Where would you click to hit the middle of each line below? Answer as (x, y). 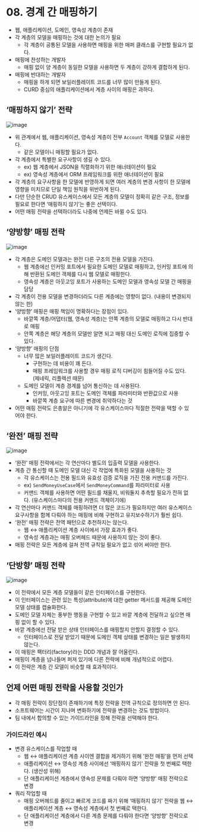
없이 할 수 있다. (39, 622)
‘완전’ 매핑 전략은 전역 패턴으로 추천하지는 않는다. (72, 522)
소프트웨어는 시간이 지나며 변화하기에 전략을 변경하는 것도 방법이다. (92, 710)
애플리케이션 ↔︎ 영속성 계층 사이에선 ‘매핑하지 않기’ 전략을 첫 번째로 (102, 764)
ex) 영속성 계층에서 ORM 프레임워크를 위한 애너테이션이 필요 (94, 174)
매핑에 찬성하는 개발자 (40, 60)
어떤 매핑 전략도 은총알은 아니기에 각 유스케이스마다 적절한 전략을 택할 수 (99, 408)
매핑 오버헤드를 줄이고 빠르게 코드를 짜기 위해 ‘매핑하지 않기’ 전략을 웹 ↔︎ (108, 801)
